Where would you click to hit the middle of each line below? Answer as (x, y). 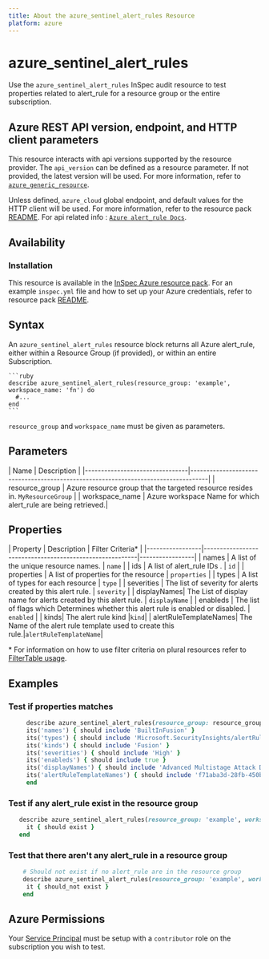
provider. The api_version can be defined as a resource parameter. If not (128, 168)
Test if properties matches (61, 706)
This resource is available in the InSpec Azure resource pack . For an (121, 282)
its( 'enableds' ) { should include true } (96, 760)
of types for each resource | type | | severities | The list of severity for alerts (133, 583)
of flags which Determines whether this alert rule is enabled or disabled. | (129, 609)
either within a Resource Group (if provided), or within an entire (112, 353)
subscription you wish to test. (57, 947)
